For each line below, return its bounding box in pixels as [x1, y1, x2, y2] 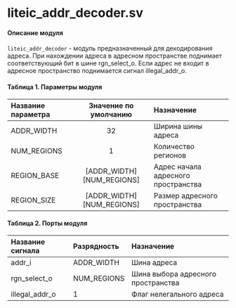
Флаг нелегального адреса [131, 289, 224, 299]
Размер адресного [153, 191, 218, 200]
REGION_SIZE [11, 195, 56, 205]
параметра [11, 109, 51, 119]
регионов [153, 150, 187, 160]
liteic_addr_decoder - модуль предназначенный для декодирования [7, 44, 213, 53]
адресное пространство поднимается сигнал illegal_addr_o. [7, 67, 188, 75]
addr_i [11, 257, 32, 267]
